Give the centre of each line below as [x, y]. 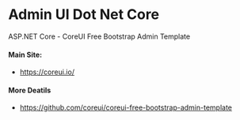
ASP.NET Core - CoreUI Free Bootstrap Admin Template [99, 36]
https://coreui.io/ [47, 72]
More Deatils [30, 90]
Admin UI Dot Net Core [84, 15]
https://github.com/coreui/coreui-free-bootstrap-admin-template [126, 107]
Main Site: [25, 54]
